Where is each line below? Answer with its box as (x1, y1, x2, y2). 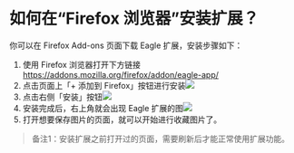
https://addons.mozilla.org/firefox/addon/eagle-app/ (22, 69, 220, 80)
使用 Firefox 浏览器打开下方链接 (22, 59, 142, 70)
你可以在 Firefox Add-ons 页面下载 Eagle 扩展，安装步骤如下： (9, 40, 243, 51)
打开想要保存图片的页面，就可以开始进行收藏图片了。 (22, 114, 222, 125)
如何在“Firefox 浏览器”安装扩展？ (9, 8, 260, 29)
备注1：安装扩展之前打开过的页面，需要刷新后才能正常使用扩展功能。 (31, 133, 290, 144)
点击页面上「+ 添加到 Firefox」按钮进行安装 (22, 80, 186, 91)
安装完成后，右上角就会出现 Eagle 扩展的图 (22, 102, 184, 113)
